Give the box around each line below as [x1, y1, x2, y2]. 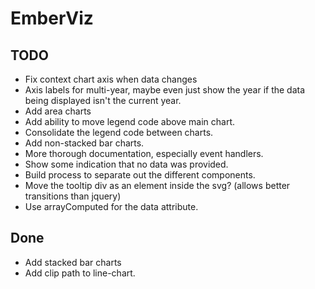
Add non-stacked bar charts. [24, 137, 145, 149]
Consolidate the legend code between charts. [24, 127, 214, 138]
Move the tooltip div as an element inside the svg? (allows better [24, 180, 291, 191]
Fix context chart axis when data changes [24, 73, 198, 85]
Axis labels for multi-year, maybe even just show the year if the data [24, 84, 306, 96]
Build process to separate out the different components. [24, 169, 256, 181]
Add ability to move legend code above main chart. [24, 116, 236, 127]
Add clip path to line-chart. [24, 267, 136, 279]
